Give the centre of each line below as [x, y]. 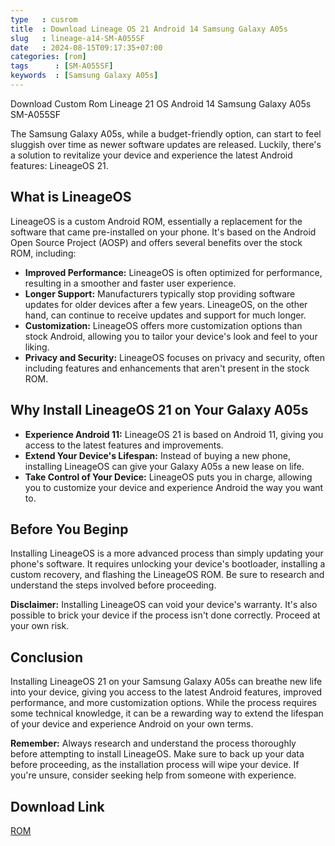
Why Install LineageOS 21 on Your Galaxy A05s [159, 410]
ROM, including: [43, 253]
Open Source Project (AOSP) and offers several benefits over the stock [156, 242]
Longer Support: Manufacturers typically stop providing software [160, 293]
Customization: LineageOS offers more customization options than [163, 325]
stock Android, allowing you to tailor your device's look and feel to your [171, 336]
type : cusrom [44, 19]
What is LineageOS [71, 197]
